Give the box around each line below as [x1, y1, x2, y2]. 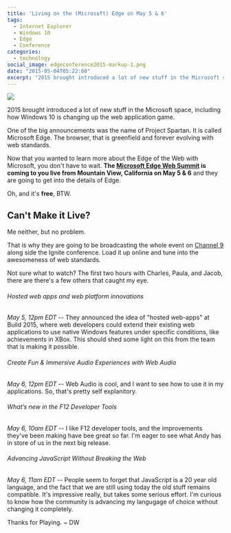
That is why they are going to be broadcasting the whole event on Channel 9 [7, 241, 224, 250]
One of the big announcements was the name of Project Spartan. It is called [7, 127, 222, 135]
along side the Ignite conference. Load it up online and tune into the [7, 248, 199, 257]
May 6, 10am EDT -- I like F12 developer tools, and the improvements [7, 424, 203, 432]
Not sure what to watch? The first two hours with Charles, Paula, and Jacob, [7, 269, 223, 277]
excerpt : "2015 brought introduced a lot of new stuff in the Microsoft [7, 74, 220, 81]
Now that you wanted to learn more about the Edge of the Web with [7, 154, 199, 162]
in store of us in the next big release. [7, 438, 111, 447]
